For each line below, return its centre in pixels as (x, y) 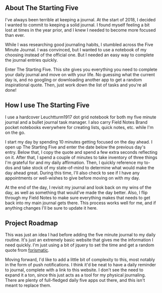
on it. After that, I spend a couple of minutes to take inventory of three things (81, 157)
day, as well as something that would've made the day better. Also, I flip (76, 192)
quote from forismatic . (27, 250)
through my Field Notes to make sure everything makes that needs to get (78, 197)
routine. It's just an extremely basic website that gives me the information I (79, 240)
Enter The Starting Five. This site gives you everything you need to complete (81, 69)
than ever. (15, 35)
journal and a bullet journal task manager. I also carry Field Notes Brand (76, 122)
